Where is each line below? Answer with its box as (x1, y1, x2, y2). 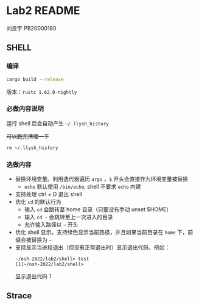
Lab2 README (6, 4, 80, 18)
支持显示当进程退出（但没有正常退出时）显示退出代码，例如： (15, 244, 170, 251)
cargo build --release (6, 76, 64, 82)
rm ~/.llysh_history (6, 144, 59, 151)
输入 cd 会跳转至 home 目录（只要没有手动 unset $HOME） (24, 205, 172, 213)
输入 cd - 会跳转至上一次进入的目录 (24, 213, 114, 220)
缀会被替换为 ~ (15, 236, 52, 244)
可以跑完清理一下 (6, 132, 49, 140)
